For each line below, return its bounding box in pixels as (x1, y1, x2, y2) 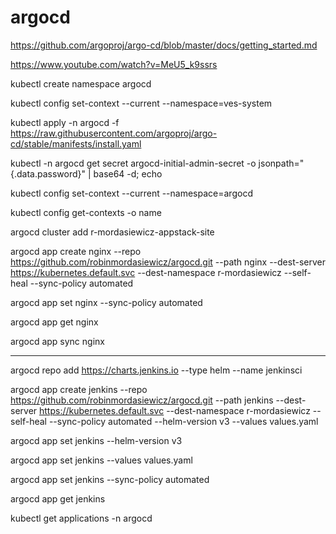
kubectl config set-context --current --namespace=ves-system (10, 97, 273, 109)
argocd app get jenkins (10, 492, 106, 505)
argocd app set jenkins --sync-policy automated (10, 473, 210, 485)
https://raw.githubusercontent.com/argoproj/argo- (10, 127, 218, 139)
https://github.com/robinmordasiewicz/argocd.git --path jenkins (10, 394, 274, 406)
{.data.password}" (10, 167, 87, 180)
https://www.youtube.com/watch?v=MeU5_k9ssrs (10, 58, 218, 70)
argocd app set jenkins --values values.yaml (10, 454, 193, 466)
